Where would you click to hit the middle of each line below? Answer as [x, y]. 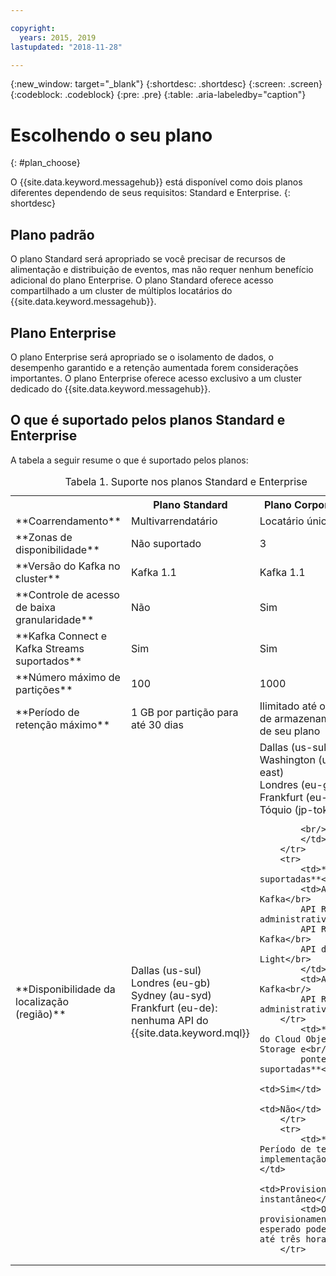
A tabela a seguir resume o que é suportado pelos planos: [129, 460]
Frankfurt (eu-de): [174, 1008]
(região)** [41, 1014]
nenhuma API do [169, 1020]
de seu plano [290, 731]
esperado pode [293, 1229]
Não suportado [166, 543]
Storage [278, 1049]
